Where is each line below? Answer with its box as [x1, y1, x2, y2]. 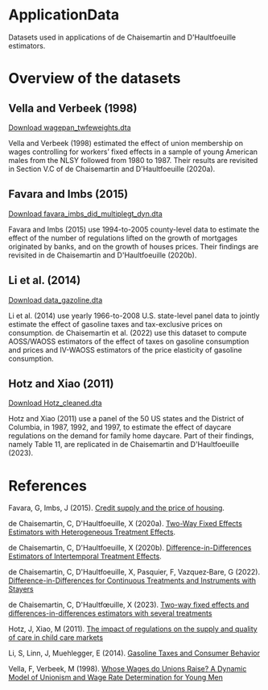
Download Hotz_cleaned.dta [8, 398, 102, 408]
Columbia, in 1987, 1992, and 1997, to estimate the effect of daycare [8, 422, 232, 433]
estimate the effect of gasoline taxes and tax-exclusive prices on [8, 319, 223, 328]
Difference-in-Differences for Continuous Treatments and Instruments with [8, 575, 256, 586]
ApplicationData [8, 6, 119, 24]
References [8, 476, 87, 495]
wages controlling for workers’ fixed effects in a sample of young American [8, 147, 258, 157]
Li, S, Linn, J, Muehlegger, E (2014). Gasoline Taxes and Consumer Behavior [8, 648, 260, 659]
